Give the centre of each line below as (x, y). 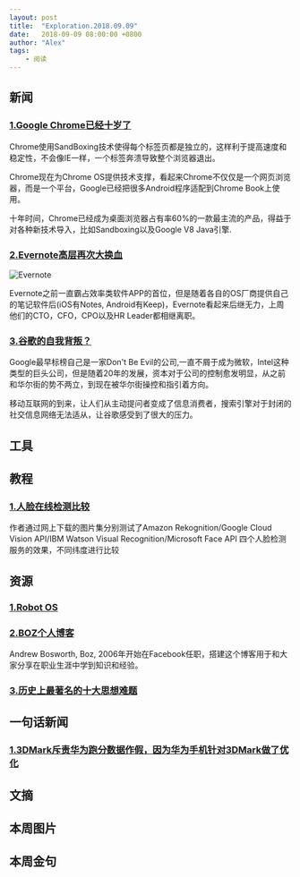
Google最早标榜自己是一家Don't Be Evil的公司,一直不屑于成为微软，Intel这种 (149, 362)
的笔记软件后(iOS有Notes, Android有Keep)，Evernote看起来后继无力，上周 (147, 304)
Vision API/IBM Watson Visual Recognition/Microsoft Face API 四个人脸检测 (148, 539)
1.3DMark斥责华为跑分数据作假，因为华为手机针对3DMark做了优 (149, 750)
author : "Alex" (38, 43)
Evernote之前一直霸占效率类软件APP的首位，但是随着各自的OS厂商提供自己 (149, 293)
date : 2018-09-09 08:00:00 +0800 (76, 34)
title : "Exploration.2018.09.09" (74, 26)
